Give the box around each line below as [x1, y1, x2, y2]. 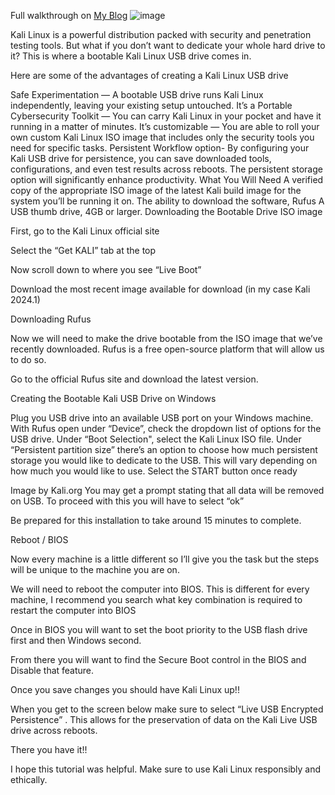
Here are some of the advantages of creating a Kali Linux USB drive [10, 70, 289, 81]
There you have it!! [10, 744, 88, 755]
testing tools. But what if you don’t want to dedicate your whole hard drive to [10, 40, 326, 51]
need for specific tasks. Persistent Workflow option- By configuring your [10, 142, 310, 154]
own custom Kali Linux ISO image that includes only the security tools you [10, 131, 315, 143]
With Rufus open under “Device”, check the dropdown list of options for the [10, 423, 322, 434]
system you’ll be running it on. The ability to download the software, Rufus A [10, 195, 325, 207]
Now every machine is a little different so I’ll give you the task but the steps [10, 553, 320, 565]
